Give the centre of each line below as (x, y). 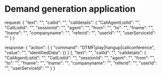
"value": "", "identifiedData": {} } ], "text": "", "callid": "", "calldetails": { (75, 53)
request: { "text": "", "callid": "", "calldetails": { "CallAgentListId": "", (72, 22)
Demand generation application (70, 9)
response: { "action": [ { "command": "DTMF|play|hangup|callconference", (80, 47)
